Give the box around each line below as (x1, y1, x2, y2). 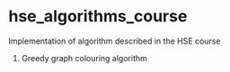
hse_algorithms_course (8, 6, 188, 27)
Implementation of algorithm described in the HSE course (8, 36, 221, 46)
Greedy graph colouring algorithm (21, 52, 147, 63)
